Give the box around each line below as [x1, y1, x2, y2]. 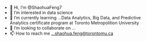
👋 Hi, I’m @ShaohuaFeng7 [9, 5, 62, 10]
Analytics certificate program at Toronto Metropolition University [9, 20, 140, 26]
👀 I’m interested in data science [9, 10, 73, 15]
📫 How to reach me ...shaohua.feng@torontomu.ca [9, 30, 113, 36]
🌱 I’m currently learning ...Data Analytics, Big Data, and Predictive [9, 15, 141, 20]
